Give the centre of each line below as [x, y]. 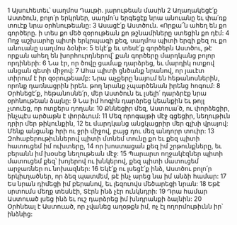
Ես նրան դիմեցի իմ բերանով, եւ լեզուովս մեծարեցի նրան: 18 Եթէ [114, 183]
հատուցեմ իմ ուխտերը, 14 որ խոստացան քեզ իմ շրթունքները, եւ [115, 146]
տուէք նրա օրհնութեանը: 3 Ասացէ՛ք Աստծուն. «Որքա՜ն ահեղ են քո [117, 25]
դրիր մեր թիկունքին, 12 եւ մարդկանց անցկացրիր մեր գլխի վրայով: [118, 123]
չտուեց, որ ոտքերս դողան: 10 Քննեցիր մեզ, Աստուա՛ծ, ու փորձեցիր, [118, 108]
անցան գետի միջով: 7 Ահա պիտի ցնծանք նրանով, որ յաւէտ [106, 71]
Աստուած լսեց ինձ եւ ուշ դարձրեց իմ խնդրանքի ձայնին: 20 [105, 199]
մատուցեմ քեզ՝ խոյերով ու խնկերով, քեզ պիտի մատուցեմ [103, 161]
